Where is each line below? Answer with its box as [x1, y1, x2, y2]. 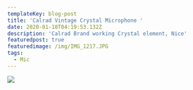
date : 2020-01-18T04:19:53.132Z [7, 23, 102, 30]
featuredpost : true [7, 37, 65, 44]
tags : [7, 50, 23, 57]
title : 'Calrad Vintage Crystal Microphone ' [7, 17, 143, 24]
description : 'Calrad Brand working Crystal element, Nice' [7, 30, 188, 37]
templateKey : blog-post [7, 10, 77, 18]
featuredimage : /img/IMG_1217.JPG [7, 43, 109, 50]
